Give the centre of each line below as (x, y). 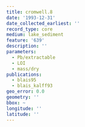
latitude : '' (23, 114)
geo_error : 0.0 (25, 92)
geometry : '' (23, 97)
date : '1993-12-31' (31, 18)
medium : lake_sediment (35, 35)
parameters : (21, 52)
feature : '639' (25, 40)
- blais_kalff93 (32, 86)
